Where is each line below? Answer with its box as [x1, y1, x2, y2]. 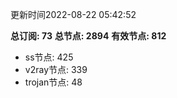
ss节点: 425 [24, 51, 74, 63]
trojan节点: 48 [24, 76, 83, 88]
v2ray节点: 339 [24, 64, 88, 75]
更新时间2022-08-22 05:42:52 [10, 9, 137, 20]
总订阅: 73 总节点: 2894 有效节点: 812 [10, 30, 167, 42]
